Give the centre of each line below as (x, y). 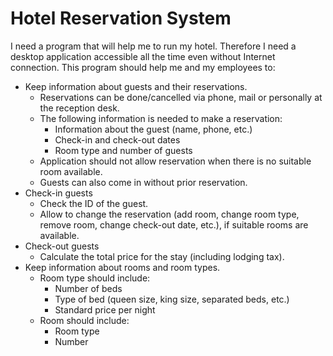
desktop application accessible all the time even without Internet (143, 56)
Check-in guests (58, 193)
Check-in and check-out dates (117, 139)
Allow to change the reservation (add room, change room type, (169, 214)
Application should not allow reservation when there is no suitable (175, 161)
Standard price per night (105, 309)
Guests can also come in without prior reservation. (143, 182)
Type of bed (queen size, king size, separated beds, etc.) (172, 299)
